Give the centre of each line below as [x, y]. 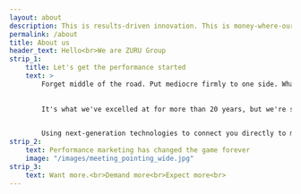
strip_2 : [26, 142]
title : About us [39, 42]
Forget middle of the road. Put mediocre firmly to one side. [160, 84]
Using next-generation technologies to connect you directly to [164, 134]
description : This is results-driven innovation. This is [120, 26]
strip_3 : [26, 166]
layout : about [36, 17]
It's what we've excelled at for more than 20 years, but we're [164, 109]
